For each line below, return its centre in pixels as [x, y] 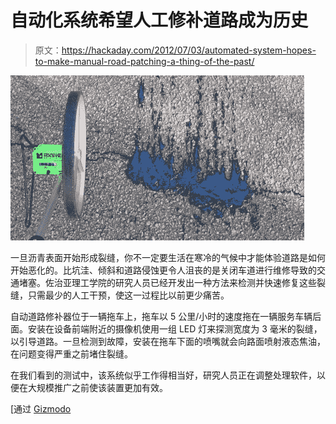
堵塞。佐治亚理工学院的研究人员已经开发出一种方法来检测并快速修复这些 [167, 282]
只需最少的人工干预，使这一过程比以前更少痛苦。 [128, 295]
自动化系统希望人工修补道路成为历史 [159, 20]
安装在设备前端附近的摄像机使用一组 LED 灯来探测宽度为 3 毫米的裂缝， [175, 328]
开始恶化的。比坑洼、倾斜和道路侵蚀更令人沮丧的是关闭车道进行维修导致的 [163, 270]
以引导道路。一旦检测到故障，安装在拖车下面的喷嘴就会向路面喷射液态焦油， [168, 341]
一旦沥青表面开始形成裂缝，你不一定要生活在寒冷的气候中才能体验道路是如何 [168, 257]
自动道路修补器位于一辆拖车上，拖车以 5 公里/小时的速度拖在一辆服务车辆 [161, 316]
